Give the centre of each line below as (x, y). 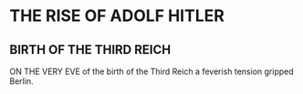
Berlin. (21, 81)
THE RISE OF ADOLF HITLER (117, 16)
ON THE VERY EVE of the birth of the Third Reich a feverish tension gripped (151, 71)
